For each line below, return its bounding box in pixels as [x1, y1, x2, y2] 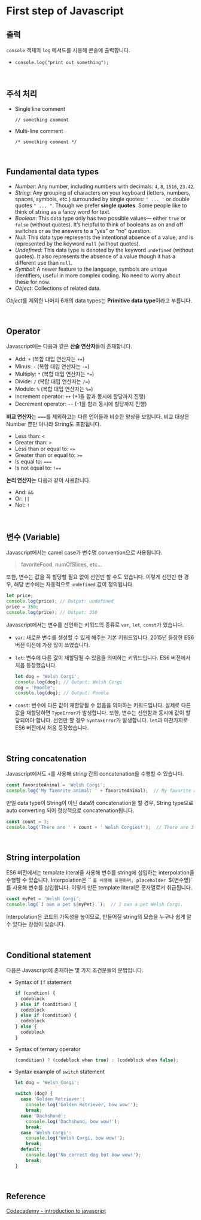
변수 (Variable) [6, 532, 61, 542]
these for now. [14, 278, 51, 285]
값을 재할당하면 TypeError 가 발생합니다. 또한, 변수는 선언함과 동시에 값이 [14, 709, 184, 716]
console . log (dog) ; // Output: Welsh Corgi [14, 679, 123, 685]
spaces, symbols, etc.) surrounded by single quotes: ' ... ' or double [14, 195, 190, 202]
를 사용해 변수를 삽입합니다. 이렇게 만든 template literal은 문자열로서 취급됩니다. [6, 884, 193, 891]
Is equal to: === [14, 458, 52, 465]
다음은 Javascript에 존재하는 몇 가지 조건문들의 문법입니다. [6, 966, 144, 974]
